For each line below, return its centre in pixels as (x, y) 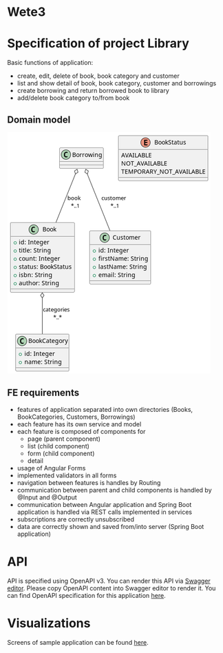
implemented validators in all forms (67, 475)
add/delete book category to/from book (73, 98)
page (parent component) (64, 439)
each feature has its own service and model (79, 424)
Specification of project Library (98, 44)
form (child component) (61, 453)
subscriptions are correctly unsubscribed (75, 519)
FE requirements (43, 393)
